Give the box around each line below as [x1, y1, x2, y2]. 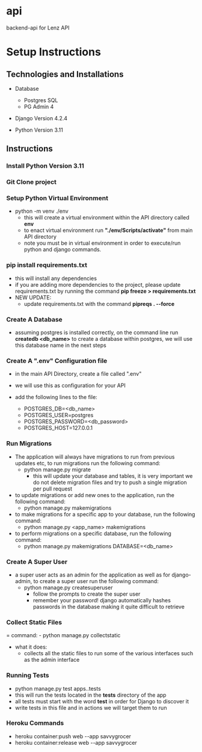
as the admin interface [23, 656, 80, 664]
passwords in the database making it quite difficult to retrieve [32, 603, 185, 610]
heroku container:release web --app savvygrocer [14, 739, 137, 746]
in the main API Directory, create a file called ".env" [14, 370, 142, 378]
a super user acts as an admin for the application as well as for [14, 571, 171, 578]
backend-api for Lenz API [6, 24, 70, 31]
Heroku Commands [6, 719, 64, 727]
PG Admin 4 [23, 103, 54, 110]
